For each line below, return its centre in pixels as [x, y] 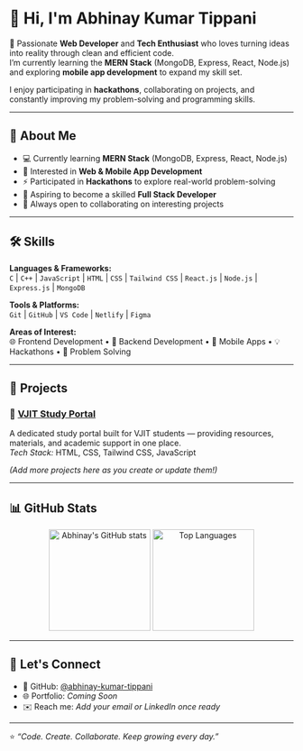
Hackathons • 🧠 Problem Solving [70, 352]
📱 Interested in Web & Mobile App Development [112, 171]
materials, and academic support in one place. [96, 443]
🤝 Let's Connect [55, 665]
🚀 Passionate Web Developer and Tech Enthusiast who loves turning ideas [150, 43]
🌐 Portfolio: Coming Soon [70, 696]
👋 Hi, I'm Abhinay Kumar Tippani [133, 18]
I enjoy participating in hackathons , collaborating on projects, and [132, 89]
